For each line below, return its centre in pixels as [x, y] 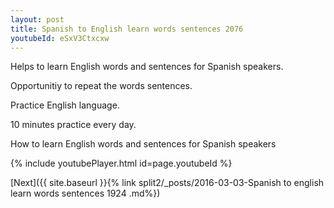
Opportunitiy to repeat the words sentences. [101, 86]
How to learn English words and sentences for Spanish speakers [143, 144]
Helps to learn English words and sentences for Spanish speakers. [147, 67]
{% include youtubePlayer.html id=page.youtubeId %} [121, 163]
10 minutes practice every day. [73, 125]
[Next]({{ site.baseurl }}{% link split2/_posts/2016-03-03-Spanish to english [167, 183]
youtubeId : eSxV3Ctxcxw [60, 38]
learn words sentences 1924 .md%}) [85, 193]
